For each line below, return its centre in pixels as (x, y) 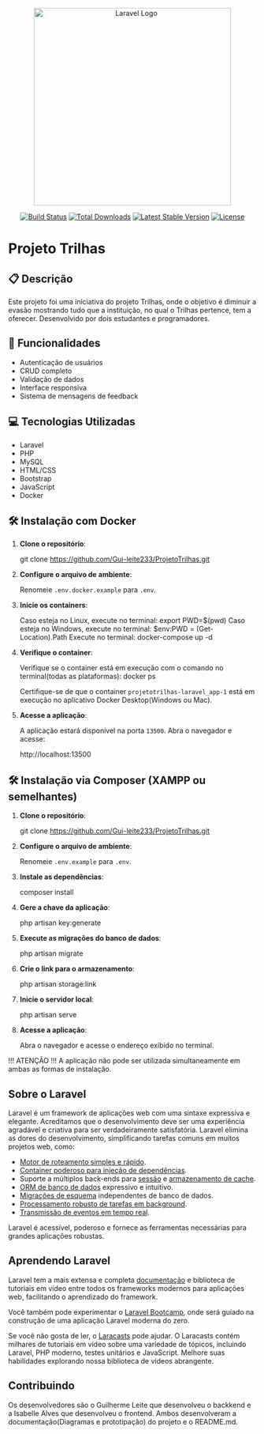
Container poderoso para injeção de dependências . (103, 1171)
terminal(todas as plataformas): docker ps (87, 677)
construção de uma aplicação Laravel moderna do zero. (99, 1320)
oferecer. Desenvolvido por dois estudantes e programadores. (109, 319)
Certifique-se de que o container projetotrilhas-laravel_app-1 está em (137, 692)
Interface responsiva (53, 387)
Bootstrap (35, 478)
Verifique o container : (56, 653)
